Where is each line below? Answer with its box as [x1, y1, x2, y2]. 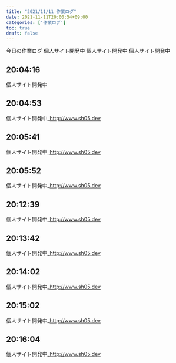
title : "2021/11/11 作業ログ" [6, 8, 77, 15]
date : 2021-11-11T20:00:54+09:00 [6, 14, 88, 20]
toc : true [6, 25, 31, 31]
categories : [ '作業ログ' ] [6, 19, 67, 25]
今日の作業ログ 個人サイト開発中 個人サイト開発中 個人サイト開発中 [6, 48, 171, 55]
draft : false [6, 31, 38, 36]
